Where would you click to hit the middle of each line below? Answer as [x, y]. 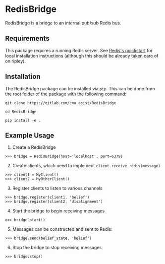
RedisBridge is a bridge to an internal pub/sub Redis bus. [63, 23]
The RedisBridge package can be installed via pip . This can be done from [80, 88]
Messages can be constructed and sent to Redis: [62, 229]
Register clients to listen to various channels [57, 188]
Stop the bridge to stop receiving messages [57, 248]
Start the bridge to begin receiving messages [58, 211]
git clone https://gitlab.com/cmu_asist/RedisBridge [61, 103]
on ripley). [16, 61]
